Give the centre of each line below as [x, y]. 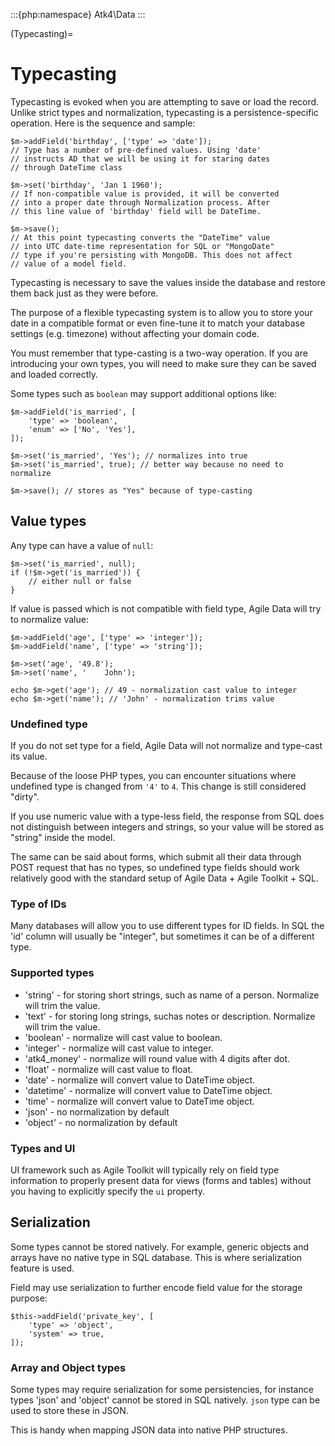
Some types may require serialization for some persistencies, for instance [162, 1390]
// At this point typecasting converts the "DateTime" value [140, 237]
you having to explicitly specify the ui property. [108, 1191]
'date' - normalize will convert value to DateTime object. [140, 1080]
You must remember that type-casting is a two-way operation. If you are [159, 353]
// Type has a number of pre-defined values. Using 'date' [136, 150]
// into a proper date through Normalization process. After [140, 202]
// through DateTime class [66, 167]
